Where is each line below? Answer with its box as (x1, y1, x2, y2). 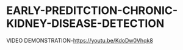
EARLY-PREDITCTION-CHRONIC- (6, 4, 178, 18)
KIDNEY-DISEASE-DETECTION (6, 16, 165, 30)
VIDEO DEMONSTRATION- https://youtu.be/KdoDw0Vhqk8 (6, 37, 154, 44)
